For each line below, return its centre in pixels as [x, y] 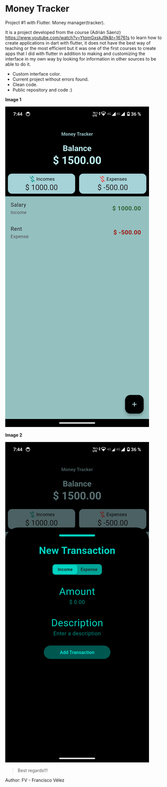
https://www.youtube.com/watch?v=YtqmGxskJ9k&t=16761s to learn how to [83, 38]
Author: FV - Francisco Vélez [35, 780]
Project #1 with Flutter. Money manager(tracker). [55, 23]
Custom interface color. [37, 74]
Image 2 [14, 435]
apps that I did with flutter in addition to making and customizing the [75, 54]
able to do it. [18, 64]
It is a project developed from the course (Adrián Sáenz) [63, 32]
